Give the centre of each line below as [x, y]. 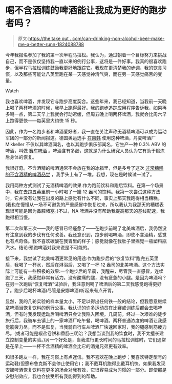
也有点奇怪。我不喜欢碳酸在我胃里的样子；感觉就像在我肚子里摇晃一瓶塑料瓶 [86, 241]
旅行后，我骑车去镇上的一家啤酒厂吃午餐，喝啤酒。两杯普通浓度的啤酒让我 [84, 320]
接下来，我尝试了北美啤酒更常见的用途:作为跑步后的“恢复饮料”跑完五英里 [82, 258]
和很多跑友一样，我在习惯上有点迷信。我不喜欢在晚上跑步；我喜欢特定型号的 [86, 357]
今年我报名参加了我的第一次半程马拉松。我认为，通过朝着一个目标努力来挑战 [86, 55]
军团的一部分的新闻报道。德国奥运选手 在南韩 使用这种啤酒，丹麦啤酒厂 [81, 138]
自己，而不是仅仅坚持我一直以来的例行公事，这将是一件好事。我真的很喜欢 [84, 61]
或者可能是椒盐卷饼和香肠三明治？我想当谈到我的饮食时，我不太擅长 [88, 333]
